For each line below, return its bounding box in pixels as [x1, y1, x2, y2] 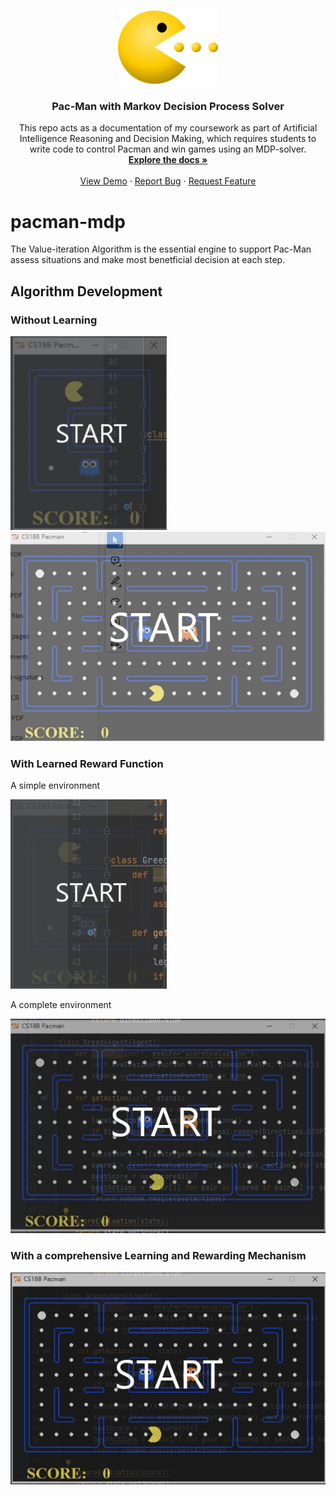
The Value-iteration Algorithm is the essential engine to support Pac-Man [10, 243, 312, 255]
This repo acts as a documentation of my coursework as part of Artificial [18, 122, 318, 134]
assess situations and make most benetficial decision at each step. [10, 254, 286, 266]
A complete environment [10, 998, 112, 1010]
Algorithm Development [10, 283, 163, 300]
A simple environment [10, 780, 101, 792]
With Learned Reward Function [10, 756, 164, 770]
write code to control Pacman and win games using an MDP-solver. [29, 143, 307, 155]
